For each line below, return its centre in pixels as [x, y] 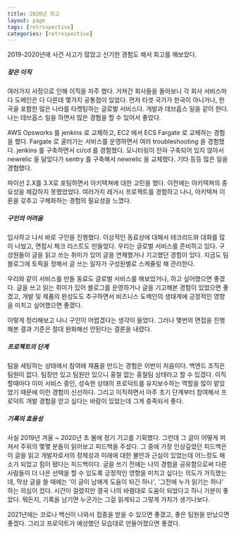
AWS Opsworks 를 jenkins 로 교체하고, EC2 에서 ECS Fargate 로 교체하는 [110, 133]
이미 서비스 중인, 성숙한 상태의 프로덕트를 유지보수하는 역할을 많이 [122, 384]
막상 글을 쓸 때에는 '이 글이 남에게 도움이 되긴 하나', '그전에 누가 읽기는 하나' [120, 482]
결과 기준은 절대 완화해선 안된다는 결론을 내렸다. [86, 329]
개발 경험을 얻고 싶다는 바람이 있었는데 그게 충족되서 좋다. [105, 401]
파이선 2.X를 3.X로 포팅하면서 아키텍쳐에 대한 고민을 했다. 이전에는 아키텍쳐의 [114, 183]
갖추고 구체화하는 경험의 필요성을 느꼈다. [76, 201]
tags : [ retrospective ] [41, 27]
